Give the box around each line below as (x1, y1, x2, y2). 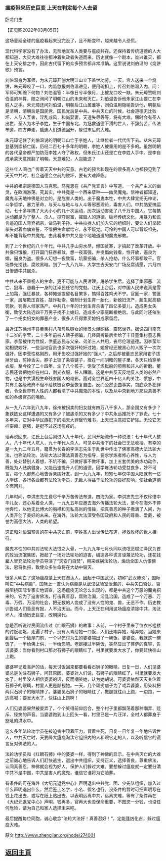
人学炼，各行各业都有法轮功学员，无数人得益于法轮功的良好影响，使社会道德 (5, 477, 161, 483)
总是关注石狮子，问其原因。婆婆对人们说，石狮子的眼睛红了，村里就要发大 (9, 670, 161, 676)
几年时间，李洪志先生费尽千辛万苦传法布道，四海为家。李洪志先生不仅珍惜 (5, 494, 157, 500)
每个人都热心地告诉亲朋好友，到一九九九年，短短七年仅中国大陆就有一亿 (13, 471, 161, 477)
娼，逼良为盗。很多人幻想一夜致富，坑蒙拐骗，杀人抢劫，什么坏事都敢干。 (5, 255, 157, 261)
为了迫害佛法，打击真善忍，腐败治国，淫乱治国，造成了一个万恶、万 (22, 593, 161, 600)
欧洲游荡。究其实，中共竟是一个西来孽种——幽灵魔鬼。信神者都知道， (18, 189, 161, 195)
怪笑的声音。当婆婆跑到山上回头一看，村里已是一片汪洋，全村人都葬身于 (13, 711, 161, 717)
